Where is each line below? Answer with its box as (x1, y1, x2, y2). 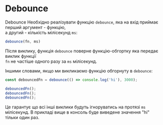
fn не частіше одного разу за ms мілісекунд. (5, 58, 98, 64)
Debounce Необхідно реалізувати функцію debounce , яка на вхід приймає (5, 19, 159, 25)
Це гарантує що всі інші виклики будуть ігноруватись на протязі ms (5, 104, 146, 110)
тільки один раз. (5, 115, 39, 121)
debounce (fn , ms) (5, 39, 41, 44)
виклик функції (5, 53, 36, 59)
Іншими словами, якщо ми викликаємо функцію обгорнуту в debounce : (5, 68, 153, 74)
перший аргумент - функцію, (5, 24, 66, 30)
